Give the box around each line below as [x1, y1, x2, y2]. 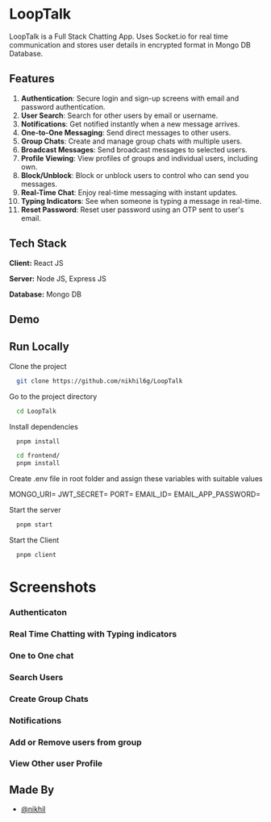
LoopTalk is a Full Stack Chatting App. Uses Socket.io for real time [9, 31, 228, 41]
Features [9, 72, 55, 85]
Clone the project [9, 361, 67, 371]
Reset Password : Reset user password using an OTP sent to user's [20, 205, 244, 214]
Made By [9, 783, 55, 796]
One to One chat [9, 650, 74, 661]
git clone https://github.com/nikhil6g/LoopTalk [16, 376, 183, 385]
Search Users [9, 671, 64, 683]
